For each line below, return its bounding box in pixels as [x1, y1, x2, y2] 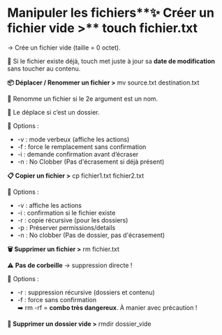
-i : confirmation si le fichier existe [17, 208, 116, 217]
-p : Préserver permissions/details [17, 223, 116, 231]
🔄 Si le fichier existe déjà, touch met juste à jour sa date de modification [7, 57, 215, 65]
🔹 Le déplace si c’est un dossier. [7, 108, 100, 116]
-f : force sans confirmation [17, 295, 96, 304]
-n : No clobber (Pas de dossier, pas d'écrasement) [17, 231, 165, 239]
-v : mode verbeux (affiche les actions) [17, 135, 130, 143]
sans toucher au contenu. [7, 64, 81, 73]
